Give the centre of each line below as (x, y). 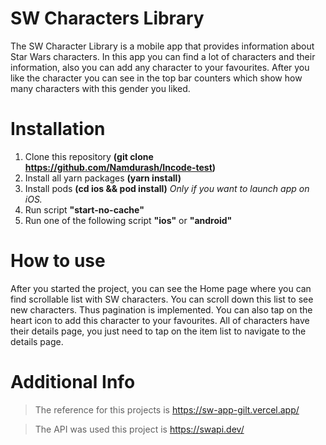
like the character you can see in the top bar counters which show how (156, 78)
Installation (58, 129)
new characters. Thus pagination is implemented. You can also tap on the (161, 309)
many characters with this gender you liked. (100, 88)
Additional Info (73, 382)
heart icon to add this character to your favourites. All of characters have (160, 320)
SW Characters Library (107, 18)
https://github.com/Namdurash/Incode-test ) (120, 167)
